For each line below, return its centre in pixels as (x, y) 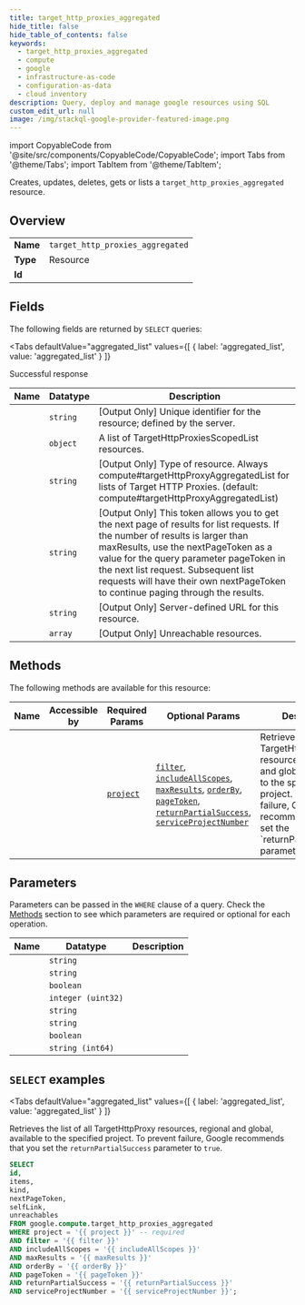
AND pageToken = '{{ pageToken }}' (77, 1275)
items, (22, 1181)
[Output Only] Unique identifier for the (180, 411)
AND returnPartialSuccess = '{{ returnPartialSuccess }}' (121, 1283)
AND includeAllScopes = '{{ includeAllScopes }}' (105, 1249)
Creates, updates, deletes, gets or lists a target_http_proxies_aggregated (147, 182)
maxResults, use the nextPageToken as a (185, 547)
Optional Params (203, 715)
